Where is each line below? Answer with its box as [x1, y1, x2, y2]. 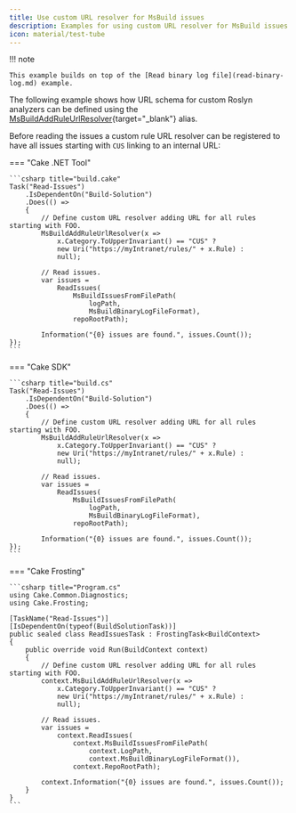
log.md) [9, 79, 38, 88]
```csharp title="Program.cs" [9, 583, 122, 592]
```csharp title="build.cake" [9, 175, 122, 183]
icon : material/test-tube [9, 29, 105, 38]
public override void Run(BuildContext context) [25, 646, 209, 654]
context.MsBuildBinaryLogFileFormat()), [88, 754, 241, 764]
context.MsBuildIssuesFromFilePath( [72, 739, 209, 748]
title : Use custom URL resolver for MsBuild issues [9, 12, 204, 22]
